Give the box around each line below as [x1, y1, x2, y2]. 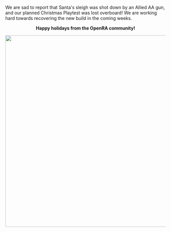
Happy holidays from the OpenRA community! [36, 25, 135, 31]
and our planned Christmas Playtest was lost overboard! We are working [5, 10, 157, 16]
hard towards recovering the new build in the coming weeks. [5, 15, 132, 21]
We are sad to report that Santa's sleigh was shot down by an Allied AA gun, [5, 5, 165, 10]
